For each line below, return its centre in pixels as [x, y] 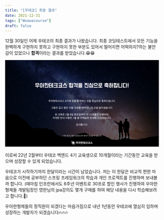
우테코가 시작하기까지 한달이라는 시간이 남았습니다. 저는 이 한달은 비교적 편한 [78, 171]
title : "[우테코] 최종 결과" [31, 10]
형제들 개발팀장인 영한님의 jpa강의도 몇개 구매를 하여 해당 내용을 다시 [71, 190]
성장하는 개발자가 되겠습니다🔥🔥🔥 [37, 212]
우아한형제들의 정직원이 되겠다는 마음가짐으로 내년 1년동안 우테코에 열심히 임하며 [82, 206]
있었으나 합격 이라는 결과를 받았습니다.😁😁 [54, 53]
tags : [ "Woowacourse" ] [28, 20]
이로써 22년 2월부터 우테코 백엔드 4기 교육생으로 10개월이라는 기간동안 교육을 [79, 155]
